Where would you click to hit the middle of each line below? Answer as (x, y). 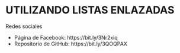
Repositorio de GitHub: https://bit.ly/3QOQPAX (71, 44)
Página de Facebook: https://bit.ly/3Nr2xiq (66, 37)
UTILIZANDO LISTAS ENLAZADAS (90, 10)
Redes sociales (24, 26)
